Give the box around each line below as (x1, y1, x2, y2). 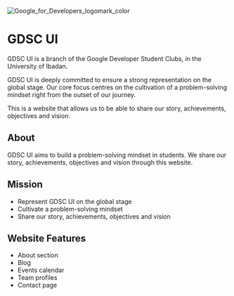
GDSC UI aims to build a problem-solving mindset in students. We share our (7, 150, 227, 159)
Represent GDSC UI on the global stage (17, 197, 132, 205)
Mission (7, 179, 44, 191)
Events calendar (17, 266, 65, 274)
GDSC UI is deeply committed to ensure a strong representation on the (7, 75, 212, 84)
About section (17, 251, 58, 259)
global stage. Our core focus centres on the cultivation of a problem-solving (7, 83, 228, 91)
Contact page (17, 281, 58, 290)
